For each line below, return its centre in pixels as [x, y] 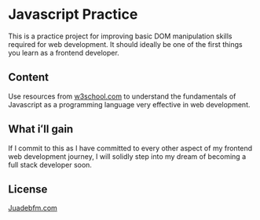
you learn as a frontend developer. [64, 52]
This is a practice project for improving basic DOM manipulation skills [120, 36]
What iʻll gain [41, 130]
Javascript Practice [73, 14]
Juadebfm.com [33, 208]
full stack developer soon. [50, 164]
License [28, 189]
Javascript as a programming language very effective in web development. [129, 104]
